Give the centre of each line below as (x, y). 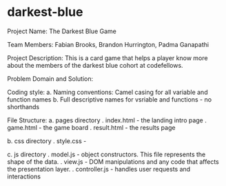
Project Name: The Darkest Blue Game (62, 31)
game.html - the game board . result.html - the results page (91, 127)
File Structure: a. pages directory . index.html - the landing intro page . (107, 120)
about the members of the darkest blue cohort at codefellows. (95, 65)
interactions (24, 176)
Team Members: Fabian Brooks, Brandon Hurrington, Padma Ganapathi (108, 44)
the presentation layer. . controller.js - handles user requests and (99, 169)
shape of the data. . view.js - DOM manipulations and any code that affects (113, 161)
